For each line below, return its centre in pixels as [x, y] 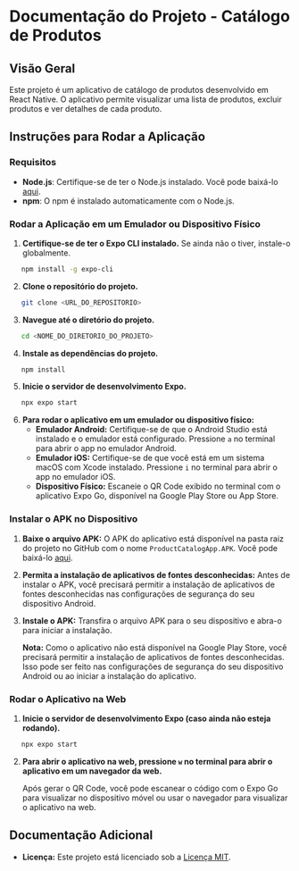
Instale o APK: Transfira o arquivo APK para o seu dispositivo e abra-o [152, 620]
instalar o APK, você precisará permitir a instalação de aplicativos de [148, 584]
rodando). [41, 728]
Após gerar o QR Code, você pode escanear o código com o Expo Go [150, 788]
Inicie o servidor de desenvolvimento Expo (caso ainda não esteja [146, 718]
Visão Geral [42, 68]
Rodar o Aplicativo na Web [68, 699]
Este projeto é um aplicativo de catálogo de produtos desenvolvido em [139, 90]
